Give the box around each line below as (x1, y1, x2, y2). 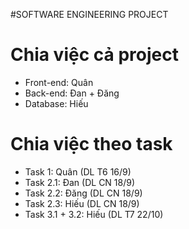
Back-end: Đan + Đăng (24, 87, 120, 99)
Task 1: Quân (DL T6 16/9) (24, 165, 132, 178)
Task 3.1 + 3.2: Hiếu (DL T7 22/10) (24, 208, 164, 220)
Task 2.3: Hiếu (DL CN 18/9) (24, 197, 140, 209)
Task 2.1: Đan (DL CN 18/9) (24, 176, 136, 188)
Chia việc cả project (10, 44, 179, 66)
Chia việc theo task (10, 133, 173, 156)
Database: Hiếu (24, 97, 89, 109)
